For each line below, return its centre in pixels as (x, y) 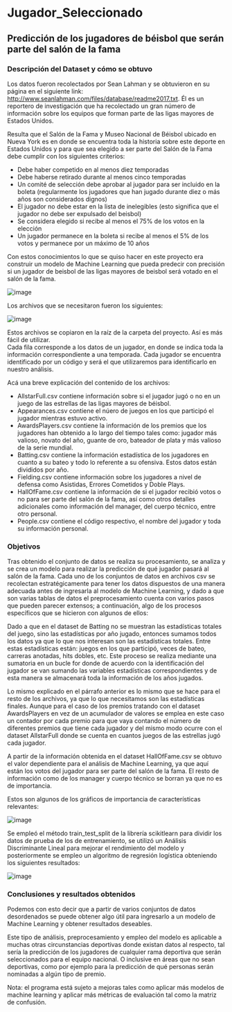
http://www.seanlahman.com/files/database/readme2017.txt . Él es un (106, 98)
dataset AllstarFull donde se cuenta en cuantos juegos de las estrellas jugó (114, 736)
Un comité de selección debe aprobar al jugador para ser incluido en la (118, 184)
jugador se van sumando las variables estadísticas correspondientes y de (112, 671)
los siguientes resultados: (44, 863)
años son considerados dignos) (62, 199)
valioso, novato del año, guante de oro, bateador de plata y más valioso (119, 440)
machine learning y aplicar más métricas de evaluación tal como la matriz (112, 995)
